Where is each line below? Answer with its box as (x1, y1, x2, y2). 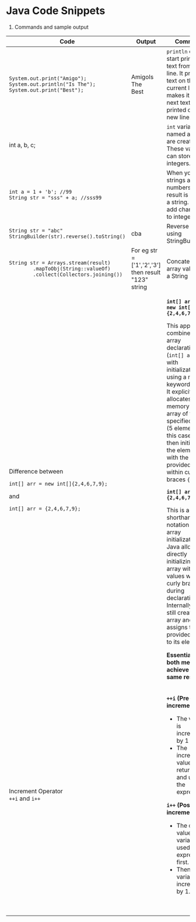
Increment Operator (9, 787, 63, 795)
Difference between (9, 467, 64, 475)
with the (166, 453, 189, 461)
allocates (166, 395, 191, 403)
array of (166, 409, 188, 417)
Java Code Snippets (6, 4, 106, 18)
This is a (166, 506, 190, 514)
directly (166, 550, 188, 558)
